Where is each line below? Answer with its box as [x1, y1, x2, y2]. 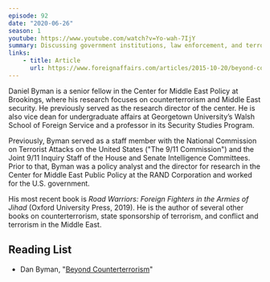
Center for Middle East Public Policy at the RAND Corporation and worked [8, 170, 252, 179]
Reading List [8, 243, 72, 257]
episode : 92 [8, 11, 48, 20]
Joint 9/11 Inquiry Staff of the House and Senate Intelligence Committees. [8, 153, 251, 162]
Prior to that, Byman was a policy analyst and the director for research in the [8, 161, 261, 171]
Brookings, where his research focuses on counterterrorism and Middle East [8, 94, 261, 104]
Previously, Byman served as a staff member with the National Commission [8, 136, 257, 145]
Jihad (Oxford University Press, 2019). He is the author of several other [8, 202, 243, 212]
